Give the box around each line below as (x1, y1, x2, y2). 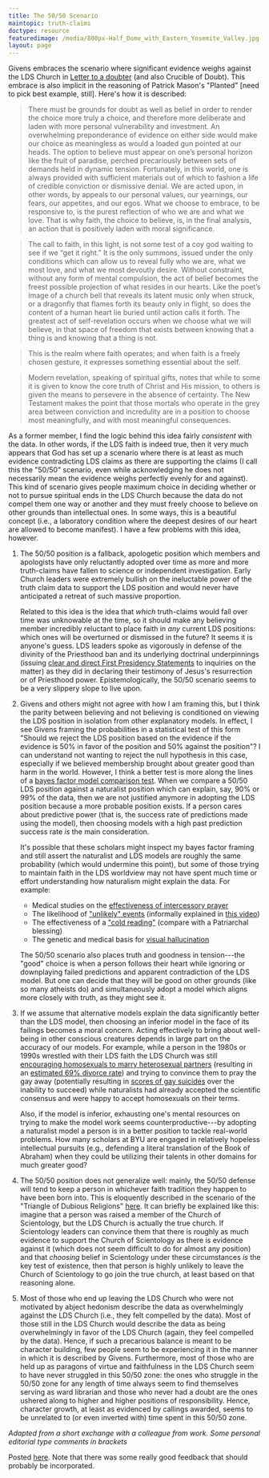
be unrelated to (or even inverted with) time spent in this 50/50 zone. (19, 1413, 247, 1423)
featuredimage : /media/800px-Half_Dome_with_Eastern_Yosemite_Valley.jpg (8, 34, 260, 43)
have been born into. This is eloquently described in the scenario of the (19, 1193, 256, 1203)
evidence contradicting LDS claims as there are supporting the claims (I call (8, 456, 258, 466)
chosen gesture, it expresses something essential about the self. (27, 358, 241, 367)
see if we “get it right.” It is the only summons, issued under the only (27, 248, 254, 257)
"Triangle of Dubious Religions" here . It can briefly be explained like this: (19, 1201, 259, 1211)
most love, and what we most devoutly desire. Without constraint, (27, 265, 244, 275)
